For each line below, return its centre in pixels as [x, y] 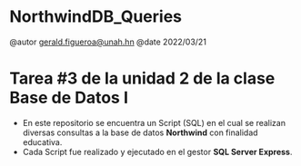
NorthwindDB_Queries [95, 17]
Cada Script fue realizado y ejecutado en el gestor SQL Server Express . [157, 151]
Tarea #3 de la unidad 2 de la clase [142, 78]
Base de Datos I [69, 98]
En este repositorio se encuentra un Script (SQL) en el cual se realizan [154, 122]
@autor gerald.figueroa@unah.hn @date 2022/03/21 [108, 42]
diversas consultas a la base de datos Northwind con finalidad [140, 132]
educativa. [42, 142]
